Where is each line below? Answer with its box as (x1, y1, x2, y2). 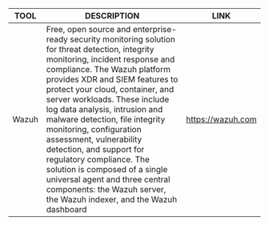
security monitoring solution (70, 34, 176, 45)
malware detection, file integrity (46, 114, 166, 125)
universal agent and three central (46, 174, 171, 185)
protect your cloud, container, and (46, 84, 175, 94)
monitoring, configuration (46, 124, 142, 135)
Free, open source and (46, 24, 131, 34)
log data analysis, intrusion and (46, 104, 163, 115)
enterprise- (132, 24, 178, 34)
